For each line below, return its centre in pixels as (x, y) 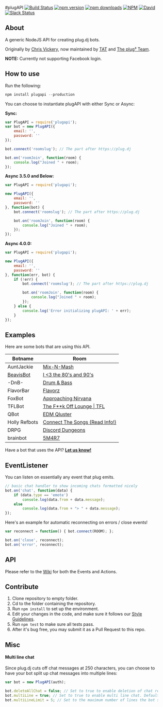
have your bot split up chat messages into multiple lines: (61, 673)
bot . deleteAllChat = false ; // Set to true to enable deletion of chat (79, 691)
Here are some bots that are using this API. (48, 347)
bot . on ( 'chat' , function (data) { (39, 490)
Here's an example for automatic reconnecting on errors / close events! (76, 523)
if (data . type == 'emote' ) (41, 495)
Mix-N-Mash (58, 367)
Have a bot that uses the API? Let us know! (48, 450)
